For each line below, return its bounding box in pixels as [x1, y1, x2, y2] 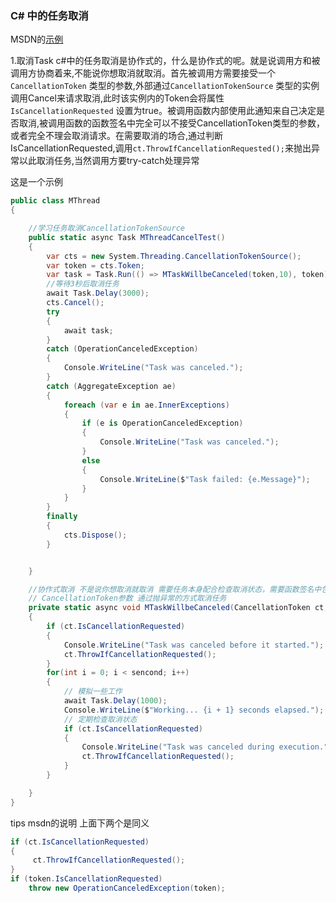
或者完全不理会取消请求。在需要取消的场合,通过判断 [10, 130, 224, 142]
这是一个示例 [10, 176, 63, 188]
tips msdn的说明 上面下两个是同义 [10, 817, 150, 829]
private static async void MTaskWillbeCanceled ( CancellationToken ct [28, 603, 325, 613]
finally [46, 512, 78, 522]
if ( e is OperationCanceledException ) [81, 418, 244, 429]
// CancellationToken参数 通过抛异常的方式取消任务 [28, 593, 227, 604]
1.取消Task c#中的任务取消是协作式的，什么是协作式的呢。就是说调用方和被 [10, 55, 321, 67]
